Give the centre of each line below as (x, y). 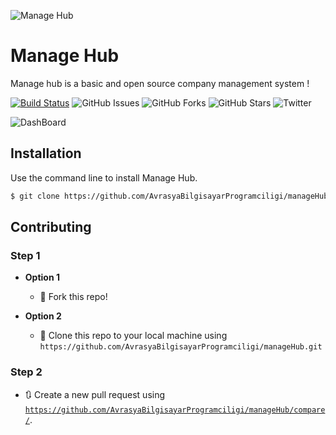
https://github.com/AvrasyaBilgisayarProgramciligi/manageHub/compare (175, 410)
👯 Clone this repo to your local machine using (133, 336)
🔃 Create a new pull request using (95, 394)
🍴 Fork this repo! (73, 297)
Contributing (51, 227)
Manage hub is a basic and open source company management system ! (160, 83)
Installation (46, 153)
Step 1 (25, 255)
